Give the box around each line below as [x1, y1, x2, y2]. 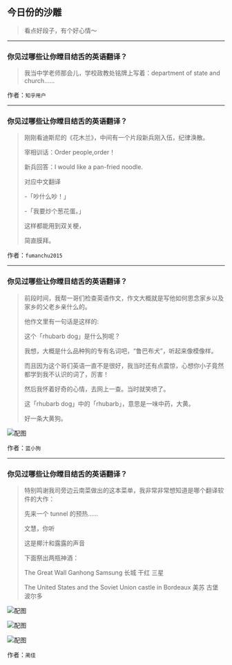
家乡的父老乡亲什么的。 [23, 302, 91, 310]
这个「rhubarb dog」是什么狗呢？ [23, 332, 121, 340]
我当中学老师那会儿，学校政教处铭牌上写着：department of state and [23, 69, 221, 78]
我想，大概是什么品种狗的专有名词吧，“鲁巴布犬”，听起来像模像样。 [23, 346, 217, 355]
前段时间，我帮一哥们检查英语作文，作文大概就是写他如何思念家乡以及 [23, 294, 224, 302]
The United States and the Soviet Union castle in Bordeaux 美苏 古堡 [23, 583, 219, 591]
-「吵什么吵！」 [23, 193, 70, 201]
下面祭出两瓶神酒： [23, 553, 79, 562]
